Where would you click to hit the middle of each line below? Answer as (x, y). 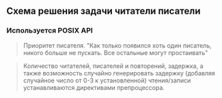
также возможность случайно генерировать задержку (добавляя (119, 73)
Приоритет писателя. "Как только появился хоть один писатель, (117, 45)
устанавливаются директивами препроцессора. (94, 87)
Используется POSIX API (50, 31)
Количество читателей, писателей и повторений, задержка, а (113, 66)
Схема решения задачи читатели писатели (103, 11)
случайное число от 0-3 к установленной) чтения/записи (107, 80)
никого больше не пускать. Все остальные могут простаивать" (115, 52)
